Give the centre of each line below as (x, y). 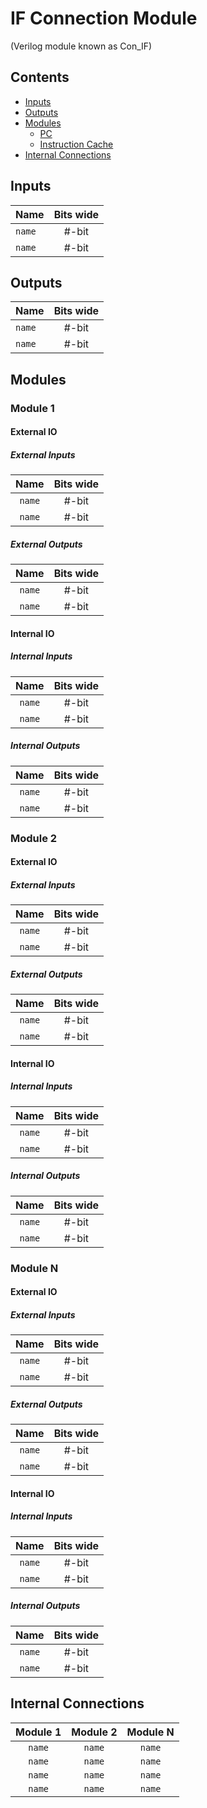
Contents (40, 77)
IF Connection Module (104, 18)
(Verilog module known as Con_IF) (81, 46)
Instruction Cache (76, 144)
